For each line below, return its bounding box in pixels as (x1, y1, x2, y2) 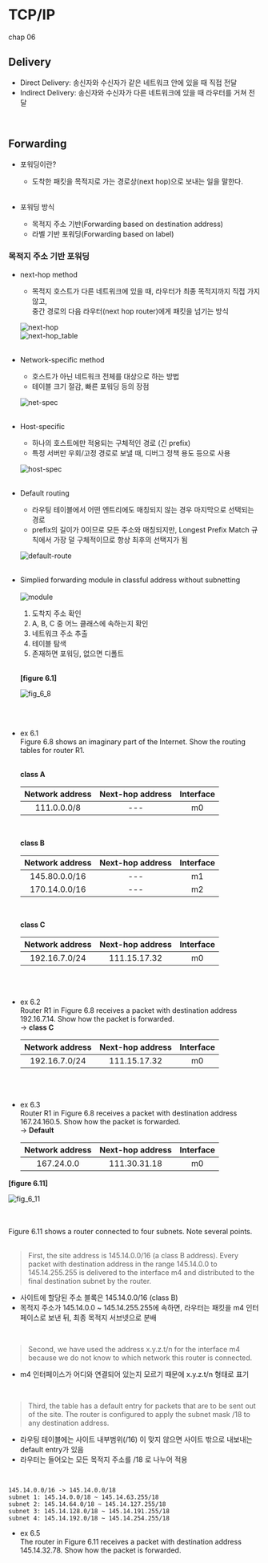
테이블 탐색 (31, 638, 66, 648)
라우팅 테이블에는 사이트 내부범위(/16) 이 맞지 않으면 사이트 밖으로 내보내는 (19, 1434, 254, 1444)
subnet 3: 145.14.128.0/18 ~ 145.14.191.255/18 (8, 1507, 170, 1515)
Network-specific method (19, 354, 106, 364)
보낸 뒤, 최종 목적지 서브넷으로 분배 (47, 1313, 158, 1322)
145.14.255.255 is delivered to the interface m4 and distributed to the (27, 1267, 254, 1277)
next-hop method (19, 269, 78, 279)
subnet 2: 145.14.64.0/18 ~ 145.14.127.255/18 (8, 1500, 166, 1508)
